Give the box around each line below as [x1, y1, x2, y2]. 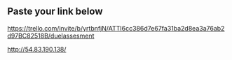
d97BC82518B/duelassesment [7, 31, 95, 40]
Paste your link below [7, 6, 103, 17]
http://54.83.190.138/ [7, 45, 67, 53]
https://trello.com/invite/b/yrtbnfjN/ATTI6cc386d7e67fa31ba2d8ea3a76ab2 [7, 24, 225, 32]
